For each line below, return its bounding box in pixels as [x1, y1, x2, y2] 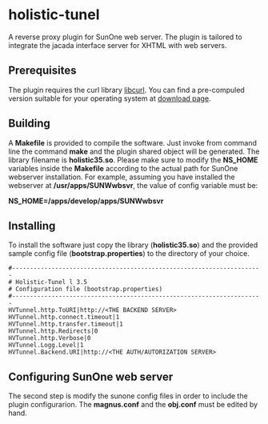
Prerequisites [8, 64, 77, 78]
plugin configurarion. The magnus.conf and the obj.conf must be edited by [8, 400, 258, 410]
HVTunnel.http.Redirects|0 [8, 327, 98, 335]
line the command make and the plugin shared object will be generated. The [8, 146, 260, 156]
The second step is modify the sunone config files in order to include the [8, 391, 248, 401]
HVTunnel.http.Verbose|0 [8, 334, 91, 342]
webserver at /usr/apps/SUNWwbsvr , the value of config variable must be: [8, 180, 258, 190]
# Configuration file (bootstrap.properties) [8, 286, 162, 294]
